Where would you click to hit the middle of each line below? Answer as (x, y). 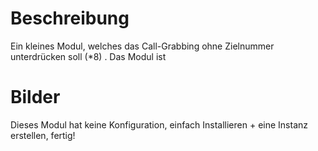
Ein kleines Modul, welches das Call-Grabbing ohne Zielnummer (142, 46)
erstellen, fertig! (43, 135)
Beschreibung (70, 18)
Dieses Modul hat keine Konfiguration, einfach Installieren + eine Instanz (159, 124)
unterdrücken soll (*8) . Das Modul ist (88, 56)
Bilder (35, 97)
